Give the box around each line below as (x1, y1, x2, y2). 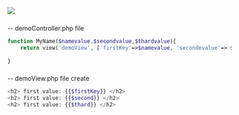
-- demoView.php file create (7, 75, 90, 83)
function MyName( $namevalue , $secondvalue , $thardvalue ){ (7, 38, 176, 45)
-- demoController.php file (7, 23, 84, 32)
